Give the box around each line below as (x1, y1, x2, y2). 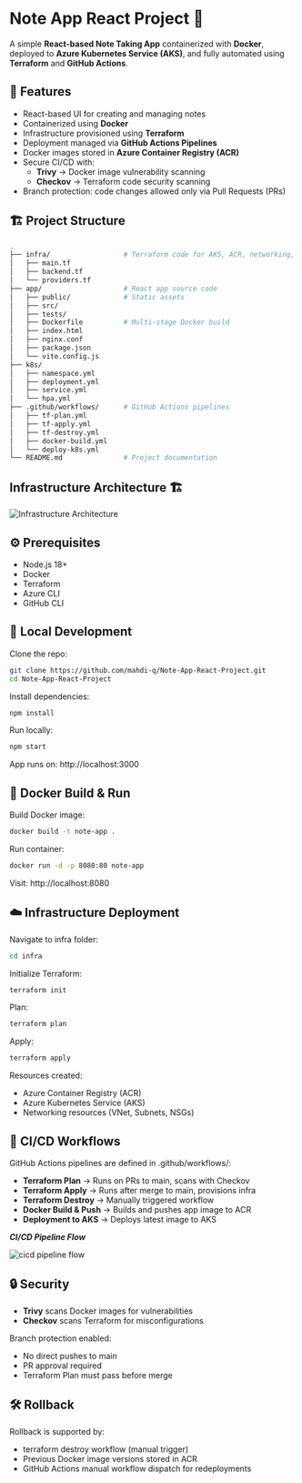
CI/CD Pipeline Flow (9, 1231, 86, 1242)
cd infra (9, 951, 43, 960)
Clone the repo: (9, 648, 68, 659)
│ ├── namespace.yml (9, 369, 96, 378)
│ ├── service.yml (9, 386, 88, 395)
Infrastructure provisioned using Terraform (22, 127, 185, 138)
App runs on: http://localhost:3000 (9, 759, 139, 770)
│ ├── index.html (9, 327, 84, 336)
